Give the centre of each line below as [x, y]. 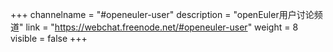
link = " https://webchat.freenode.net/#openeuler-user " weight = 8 [162, 27]
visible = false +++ [49, 38]
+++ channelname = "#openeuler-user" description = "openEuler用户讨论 [162, 14]
